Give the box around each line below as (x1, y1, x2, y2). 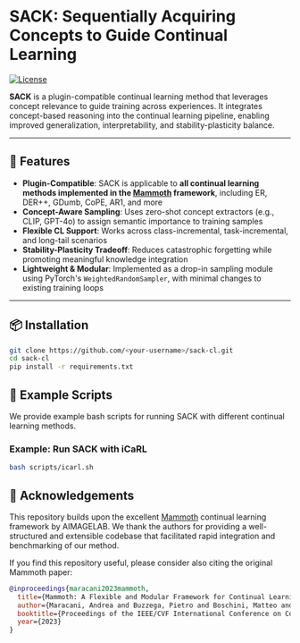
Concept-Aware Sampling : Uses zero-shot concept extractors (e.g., (21, 206, 275, 216)
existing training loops (21, 282, 104, 292)
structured (9, 530, 48, 541)
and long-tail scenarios (21, 234, 108, 245)
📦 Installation (9, 317, 89, 333)
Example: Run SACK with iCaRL (9, 443, 147, 455)
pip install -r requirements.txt (9, 362, 134, 372)
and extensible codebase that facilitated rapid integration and (49, 530, 276, 541)
